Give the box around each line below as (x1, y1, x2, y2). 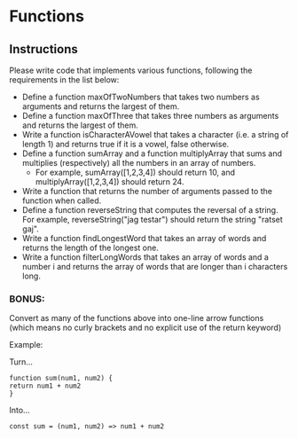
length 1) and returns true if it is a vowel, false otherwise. (21, 139, 230, 149)
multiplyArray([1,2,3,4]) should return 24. (35, 176, 184, 187)
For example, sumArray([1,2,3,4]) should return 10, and (35, 167, 236, 177)
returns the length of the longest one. (21, 242, 160, 253)
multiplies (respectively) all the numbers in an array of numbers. (21, 158, 256, 168)
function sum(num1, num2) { (9, 374, 114, 383)
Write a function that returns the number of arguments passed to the (21, 186, 273, 196)
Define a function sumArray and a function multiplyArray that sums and (21, 148, 282, 159)
